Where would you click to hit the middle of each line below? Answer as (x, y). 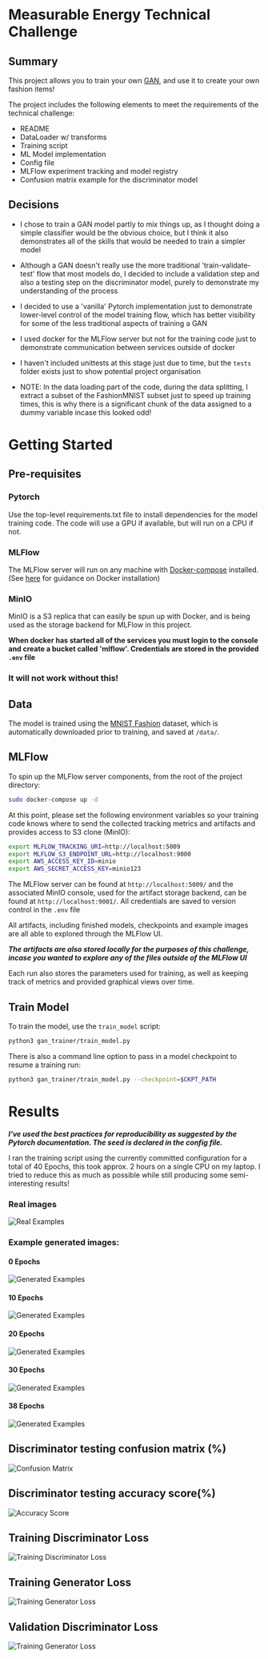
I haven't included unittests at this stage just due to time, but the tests (136, 363)
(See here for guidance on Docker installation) (84, 578)
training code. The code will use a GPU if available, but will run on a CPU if (131, 523)
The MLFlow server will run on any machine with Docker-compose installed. (134, 570)
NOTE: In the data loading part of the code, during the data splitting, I (134, 387)
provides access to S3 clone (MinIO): (69, 832)
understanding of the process (69, 291)
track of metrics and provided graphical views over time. (101, 982)
